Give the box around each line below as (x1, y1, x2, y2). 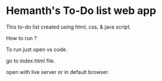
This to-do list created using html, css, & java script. (6, 23, 132, 30)
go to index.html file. (6, 57, 56, 64)
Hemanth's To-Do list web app (6, 4, 157, 17)
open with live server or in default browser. (6, 68, 109, 75)
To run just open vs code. (6, 45, 68, 53)
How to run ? (6, 34, 37, 41)
